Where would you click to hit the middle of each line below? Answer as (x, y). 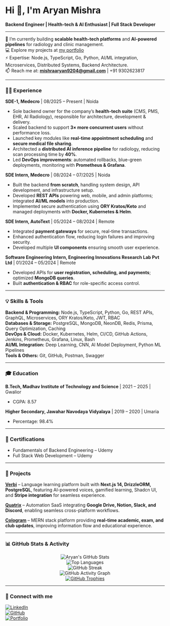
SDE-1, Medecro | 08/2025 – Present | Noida (52, 101)
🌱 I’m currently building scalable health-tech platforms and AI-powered (81, 39)
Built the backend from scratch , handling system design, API (76, 185)
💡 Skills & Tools (25, 301)
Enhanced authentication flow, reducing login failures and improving (83, 237)
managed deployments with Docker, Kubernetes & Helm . (72, 212)
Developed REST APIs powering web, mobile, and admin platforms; (83, 196)
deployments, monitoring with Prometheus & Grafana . (69, 165)
